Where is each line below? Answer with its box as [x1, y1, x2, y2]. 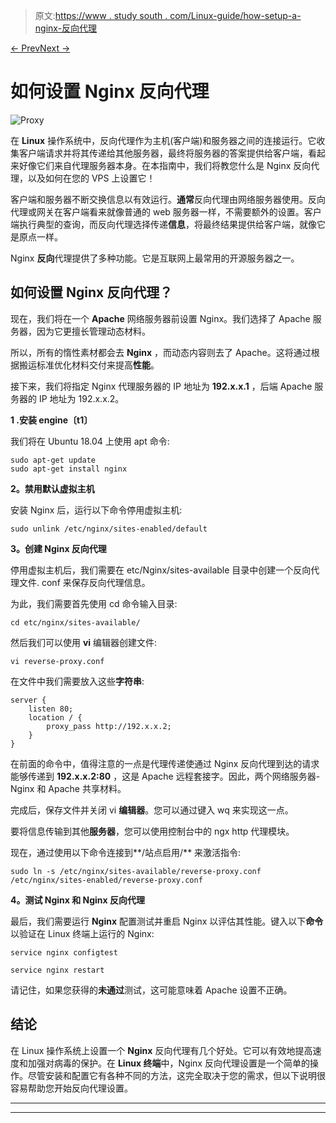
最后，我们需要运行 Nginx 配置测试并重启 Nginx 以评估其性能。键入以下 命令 [10, 915, 324, 927]
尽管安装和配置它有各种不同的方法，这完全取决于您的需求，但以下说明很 [27, 1069, 326, 1081]
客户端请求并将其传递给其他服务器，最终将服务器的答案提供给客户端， [18, 147, 308, 159]
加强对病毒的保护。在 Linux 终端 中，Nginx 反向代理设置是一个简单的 [27, 1057, 310, 1069]
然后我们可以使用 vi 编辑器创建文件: [10, 636, 158, 648]
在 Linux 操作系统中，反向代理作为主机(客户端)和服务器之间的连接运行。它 [10, 134, 317, 146]
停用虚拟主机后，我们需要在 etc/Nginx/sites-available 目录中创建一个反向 [10, 564, 312, 576]
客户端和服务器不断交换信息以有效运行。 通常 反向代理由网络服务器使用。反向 [10, 193, 326, 205]
